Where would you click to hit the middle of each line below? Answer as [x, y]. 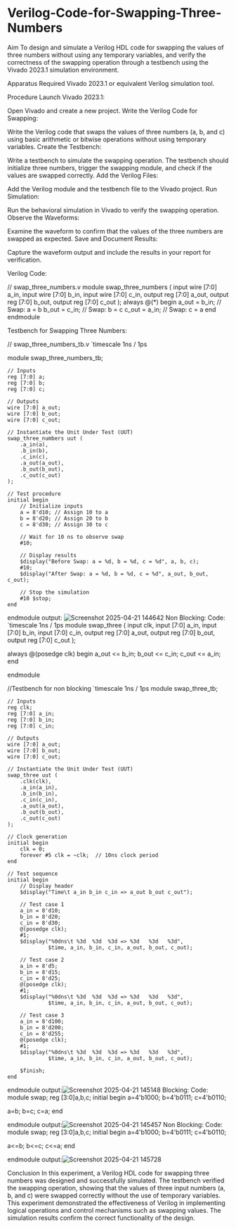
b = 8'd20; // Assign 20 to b [64, 518]
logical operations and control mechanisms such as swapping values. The [114, 1210]
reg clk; [20, 707]
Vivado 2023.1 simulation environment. [63, 70]
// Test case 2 [42, 960]
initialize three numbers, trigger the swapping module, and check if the [110, 167]
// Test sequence [33, 874]
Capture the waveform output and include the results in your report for [109, 252]
